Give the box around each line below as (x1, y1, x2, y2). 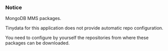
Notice (5, 4, 22, 11)
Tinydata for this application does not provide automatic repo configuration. (5, 25, 163, 31)
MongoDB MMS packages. (5, 15, 61, 21)
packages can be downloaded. (5, 40, 70, 46)
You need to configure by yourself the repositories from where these (5, 34, 149, 41)
